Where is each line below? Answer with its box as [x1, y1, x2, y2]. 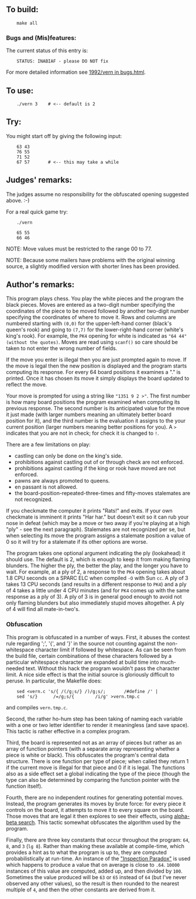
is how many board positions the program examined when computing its [6, 399, 180, 406]
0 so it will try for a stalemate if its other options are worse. [6, 538, 148, 545]
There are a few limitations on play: [6, 441, 91, 448]
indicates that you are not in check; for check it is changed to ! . [6, 430, 159, 437]
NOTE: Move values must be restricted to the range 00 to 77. [6, 245, 152, 252]
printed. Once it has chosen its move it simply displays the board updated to [6, 375, 190, 382]
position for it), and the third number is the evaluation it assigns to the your [6, 417, 186, 424]
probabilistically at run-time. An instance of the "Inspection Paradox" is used [6, 855, 191, 862]
